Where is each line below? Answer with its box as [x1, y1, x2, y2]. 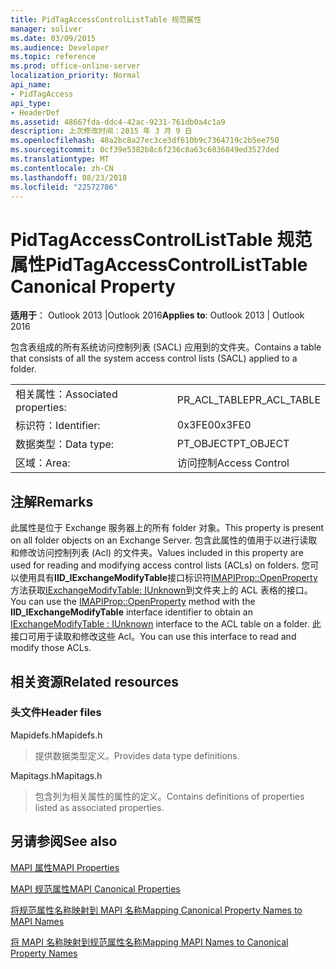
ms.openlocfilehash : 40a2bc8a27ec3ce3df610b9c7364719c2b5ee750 [10, 136, 280, 146]
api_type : [10, 98, 52, 108]
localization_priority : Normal [10, 71, 141, 81]
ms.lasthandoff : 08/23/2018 [10, 172, 128, 183]
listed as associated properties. [34, 801, 165, 813]
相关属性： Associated [15, 387, 118, 401]
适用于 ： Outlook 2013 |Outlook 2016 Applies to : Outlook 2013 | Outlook [10, 309, 305, 321]
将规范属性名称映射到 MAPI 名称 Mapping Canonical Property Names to [10, 904, 303, 916]
